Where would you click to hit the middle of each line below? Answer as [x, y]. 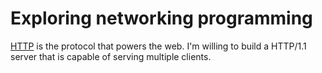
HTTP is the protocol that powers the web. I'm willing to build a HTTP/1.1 [158, 46]
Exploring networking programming [161, 18]
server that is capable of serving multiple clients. [111, 56]
